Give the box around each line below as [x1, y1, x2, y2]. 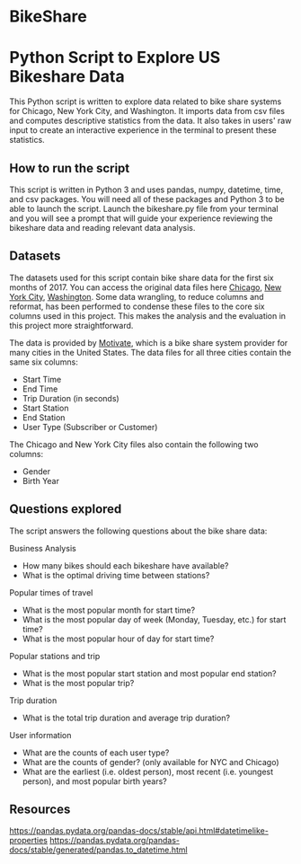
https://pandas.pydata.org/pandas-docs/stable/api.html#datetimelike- [9, 825, 270, 836]
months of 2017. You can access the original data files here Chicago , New [9, 281, 282, 293]
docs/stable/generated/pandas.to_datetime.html [9, 844, 188, 855]
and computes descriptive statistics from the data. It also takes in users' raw [9, 115, 292, 127]
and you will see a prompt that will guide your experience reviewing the [9, 213, 273, 224]
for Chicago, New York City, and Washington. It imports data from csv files [9, 106, 286, 117]
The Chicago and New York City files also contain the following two [9, 438, 259, 450]
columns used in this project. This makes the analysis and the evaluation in [9, 310, 286, 321]
